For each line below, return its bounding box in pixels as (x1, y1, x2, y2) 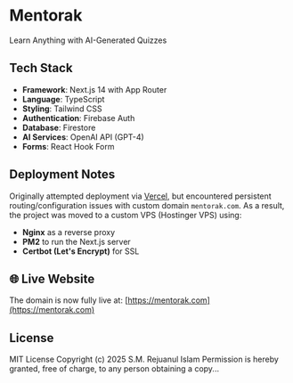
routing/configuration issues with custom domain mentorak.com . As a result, (9, 200, 285, 210)
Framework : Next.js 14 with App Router (21, 84, 167, 94)
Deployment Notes (9, 167, 116, 183)
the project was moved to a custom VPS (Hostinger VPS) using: (9, 209, 242, 220)
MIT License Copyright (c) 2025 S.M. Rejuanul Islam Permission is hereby (9, 354, 279, 365)
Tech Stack (9, 61, 73, 76)
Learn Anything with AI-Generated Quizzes (9, 35, 167, 45)
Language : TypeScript (21, 94, 105, 104)
